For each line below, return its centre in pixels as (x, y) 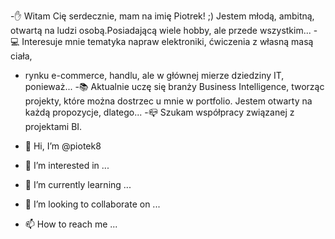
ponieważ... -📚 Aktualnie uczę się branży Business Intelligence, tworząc (174, 86)
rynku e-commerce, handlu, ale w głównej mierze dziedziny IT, (154, 75)
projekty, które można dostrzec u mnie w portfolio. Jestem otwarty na (168, 101)
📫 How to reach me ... (71, 224)
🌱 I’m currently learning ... (78, 184)
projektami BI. (53, 126)
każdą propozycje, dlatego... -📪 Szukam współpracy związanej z (159, 112)
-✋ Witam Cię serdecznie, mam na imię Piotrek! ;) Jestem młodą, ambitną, (162, 16)
